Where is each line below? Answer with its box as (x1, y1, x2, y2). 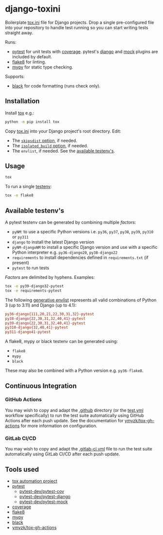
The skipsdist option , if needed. (12, 138, 78, 143)
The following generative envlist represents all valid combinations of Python (5, 297, 157, 303)
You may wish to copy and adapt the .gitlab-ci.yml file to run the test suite (5, 446, 152, 452)
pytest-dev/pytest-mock (19, 499, 68, 504)
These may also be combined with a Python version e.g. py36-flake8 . (5, 368, 144, 374)
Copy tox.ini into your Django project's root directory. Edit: (5, 128, 121, 134)
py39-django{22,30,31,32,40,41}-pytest (5, 321, 86, 326)
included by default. (12, 53, 52, 59)
